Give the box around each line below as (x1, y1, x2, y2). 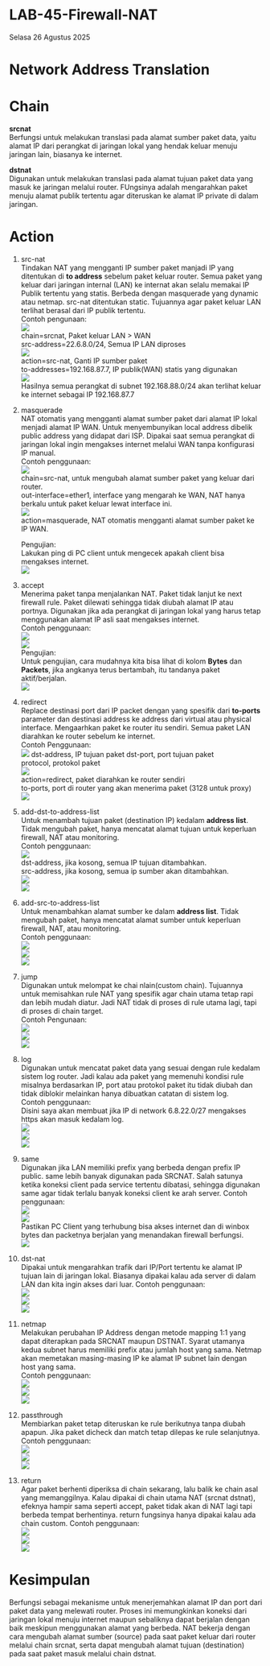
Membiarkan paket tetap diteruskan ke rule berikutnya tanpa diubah (20, 1419, 246, 1428)
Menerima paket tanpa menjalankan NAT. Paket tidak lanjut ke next (20, 589, 243, 598)
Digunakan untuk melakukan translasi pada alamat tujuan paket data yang (9, 174, 254, 184)
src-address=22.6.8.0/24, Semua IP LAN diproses (20, 340, 186, 349)
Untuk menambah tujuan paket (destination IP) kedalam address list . (20, 816, 248, 825)
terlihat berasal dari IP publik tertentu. (20, 306, 146, 315)
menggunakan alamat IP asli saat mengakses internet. (20, 614, 200, 624)
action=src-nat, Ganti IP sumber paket (20, 356, 148, 366)
